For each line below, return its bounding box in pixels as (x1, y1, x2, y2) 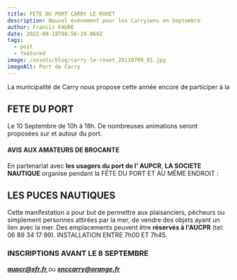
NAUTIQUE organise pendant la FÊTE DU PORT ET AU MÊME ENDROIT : (7, 169, 219, 177)
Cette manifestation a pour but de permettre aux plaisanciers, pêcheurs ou (7, 208, 225, 217)
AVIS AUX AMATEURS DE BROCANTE (7, 146, 120, 155)
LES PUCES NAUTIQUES (7, 189, 116, 202)
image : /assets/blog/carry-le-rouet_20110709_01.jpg (7, 57, 166, 64)
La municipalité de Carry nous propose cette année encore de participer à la (7, 82, 230, 91)
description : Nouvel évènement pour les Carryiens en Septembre (7, 17, 201, 24)
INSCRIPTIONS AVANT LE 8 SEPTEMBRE (7, 249, 149, 259)
